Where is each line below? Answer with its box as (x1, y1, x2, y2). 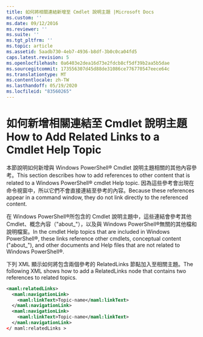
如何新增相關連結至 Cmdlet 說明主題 (6, 117, 187, 131)
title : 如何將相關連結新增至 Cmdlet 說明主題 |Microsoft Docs (6, 9, 154, 15)
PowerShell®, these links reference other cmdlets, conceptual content (6, 234, 181, 242)
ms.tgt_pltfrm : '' (6, 37, 53, 43)
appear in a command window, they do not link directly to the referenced (6, 194, 188, 201)
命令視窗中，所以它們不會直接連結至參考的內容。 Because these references (6, 187, 194, 194)
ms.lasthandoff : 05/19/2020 (6, 83, 78, 89)
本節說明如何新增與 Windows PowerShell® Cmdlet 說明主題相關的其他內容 (6, 164, 192, 171)
